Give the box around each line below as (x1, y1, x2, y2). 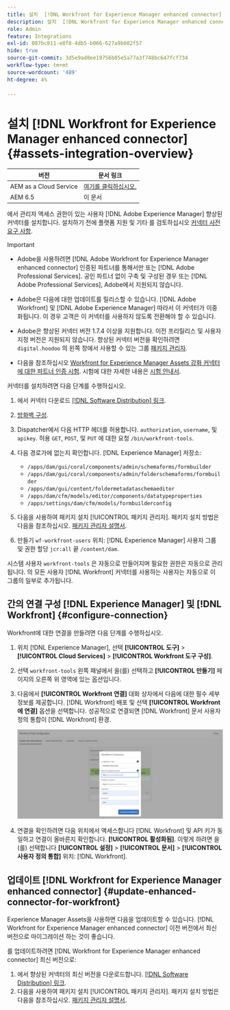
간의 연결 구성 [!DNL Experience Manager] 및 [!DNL (7, 598, 222, 610)
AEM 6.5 (10, 193, 35, 201)
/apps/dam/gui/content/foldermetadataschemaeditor (27, 485, 175, 492)
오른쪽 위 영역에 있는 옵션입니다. (35, 674, 122, 683)
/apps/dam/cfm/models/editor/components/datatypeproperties (27, 493, 203, 500)
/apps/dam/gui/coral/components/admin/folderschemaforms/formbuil (27, 471, 221, 478)
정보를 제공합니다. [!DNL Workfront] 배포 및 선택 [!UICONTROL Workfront (16, 698, 221, 706)
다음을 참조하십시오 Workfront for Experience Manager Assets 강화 (16, 358, 202, 366)
